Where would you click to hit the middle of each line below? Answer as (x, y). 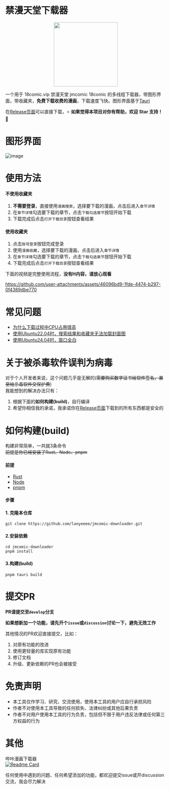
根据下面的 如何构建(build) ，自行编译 (51, 402)
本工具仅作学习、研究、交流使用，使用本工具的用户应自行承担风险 (82, 701)
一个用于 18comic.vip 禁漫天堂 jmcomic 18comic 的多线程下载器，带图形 (81, 94)
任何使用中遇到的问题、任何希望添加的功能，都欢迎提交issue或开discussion (85, 775)
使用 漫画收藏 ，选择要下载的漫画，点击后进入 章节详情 (66, 250)
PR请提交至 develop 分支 (30, 612)
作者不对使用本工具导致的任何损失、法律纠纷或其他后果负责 (75, 708)
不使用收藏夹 (19, 193)
